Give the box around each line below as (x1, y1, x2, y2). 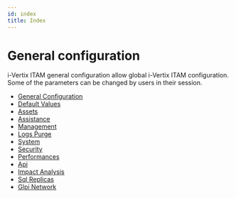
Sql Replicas (17, 175, 55, 184)
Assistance (17, 115, 50, 123)
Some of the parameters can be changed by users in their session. (7, 79, 203, 87)
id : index (7, 10, 37, 18)
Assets (17, 107, 38, 116)
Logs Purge (17, 130, 52, 138)
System (17, 138, 41, 146)
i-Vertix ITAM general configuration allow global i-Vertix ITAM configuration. (7, 71, 230, 79)
